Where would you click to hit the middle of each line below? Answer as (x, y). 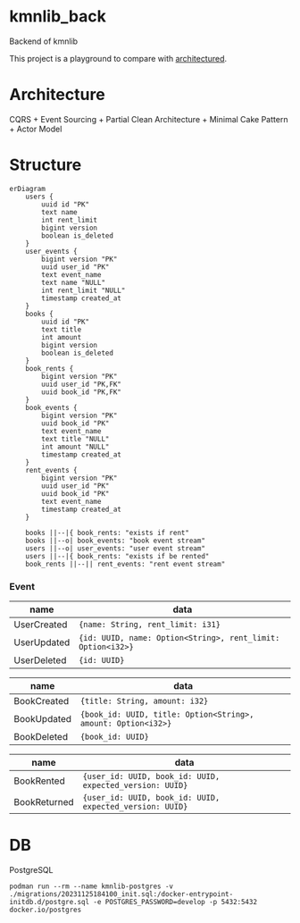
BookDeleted (41, 737)
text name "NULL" (73, 282)
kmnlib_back (58, 17)
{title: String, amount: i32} (144, 701)
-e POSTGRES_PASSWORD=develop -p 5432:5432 (175, 902)
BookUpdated (43, 719)
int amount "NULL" (75, 447)
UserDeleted (40, 660)
